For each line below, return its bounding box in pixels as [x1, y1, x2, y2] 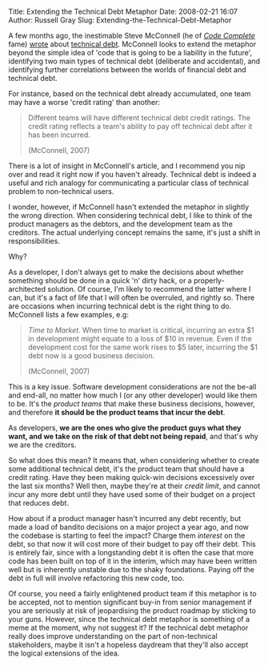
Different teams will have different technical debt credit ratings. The [27, 113, 250, 123]
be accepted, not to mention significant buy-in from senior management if [8, 597, 252, 607]
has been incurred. [27, 130, 90, 139]
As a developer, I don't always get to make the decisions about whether [8, 268, 244, 276]
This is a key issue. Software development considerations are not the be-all [8, 382, 257, 391]
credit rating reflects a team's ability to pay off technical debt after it [27, 122, 253, 131]
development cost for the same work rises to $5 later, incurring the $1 [27, 342, 258, 352]
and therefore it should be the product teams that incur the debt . [8, 408, 226, 417]
